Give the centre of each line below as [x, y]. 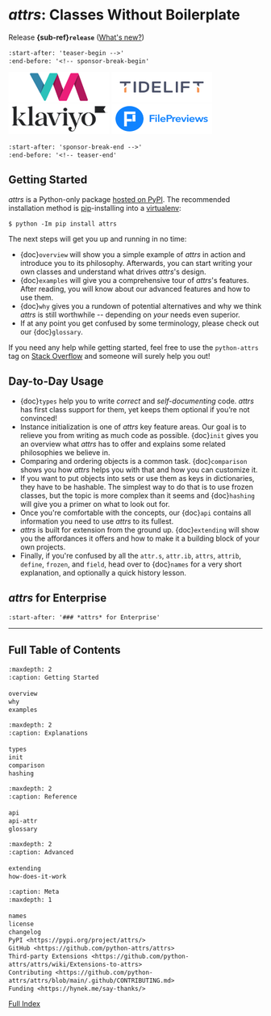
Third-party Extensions [48, 957]
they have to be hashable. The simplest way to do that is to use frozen [137, 487]
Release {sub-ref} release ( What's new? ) [77, 37]
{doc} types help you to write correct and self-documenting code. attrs [137, 401]
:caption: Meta [34, 892]
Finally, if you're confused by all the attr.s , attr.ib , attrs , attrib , [131, 555]
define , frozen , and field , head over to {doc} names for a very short [131, 564]
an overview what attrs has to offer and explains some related [123, 444]
